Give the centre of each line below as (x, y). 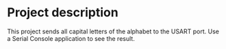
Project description (63, 13)
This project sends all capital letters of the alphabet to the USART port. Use (113, 31)
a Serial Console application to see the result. (71, 38)
